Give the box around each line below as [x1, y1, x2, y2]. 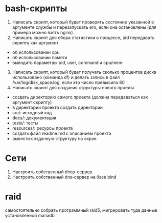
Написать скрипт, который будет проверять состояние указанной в [12, 19, 154, 25]
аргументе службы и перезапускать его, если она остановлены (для [12, 24, 157, 30]
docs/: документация [12, 115, 57, 121]
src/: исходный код [12, 109, 52, 115]
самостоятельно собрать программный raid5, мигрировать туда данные [5, 207, 158, 213]
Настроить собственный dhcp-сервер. [12, 169, 94, 175]
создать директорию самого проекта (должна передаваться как [12, 94, 148, 100]
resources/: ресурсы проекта [12, 125, 73, 131]
